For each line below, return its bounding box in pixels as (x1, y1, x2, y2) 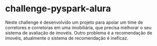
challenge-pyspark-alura (5, 3, 111, 14)
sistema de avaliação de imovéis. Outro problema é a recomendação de (5, 30, 153, 36)
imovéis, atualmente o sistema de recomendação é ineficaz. (5, 35, 129, 41)
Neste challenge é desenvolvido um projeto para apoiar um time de (5, 19, 144, 25)
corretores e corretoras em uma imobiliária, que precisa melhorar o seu (5, 24, 152, 30)
